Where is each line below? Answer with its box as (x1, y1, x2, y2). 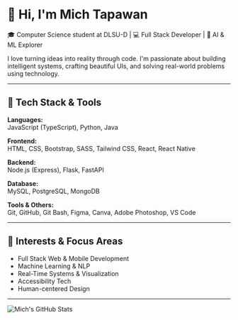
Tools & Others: (7, 200, 55, 209)
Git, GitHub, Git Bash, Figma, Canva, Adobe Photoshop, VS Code (7, 208, 196, 216)
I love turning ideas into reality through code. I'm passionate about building (7, 54, 226, 62)
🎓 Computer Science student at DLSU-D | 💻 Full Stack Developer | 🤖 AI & (7, 30, 225, 38)
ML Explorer (7, 40, 43, 49)
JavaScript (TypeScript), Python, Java (7, 123, 118, 131)
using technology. (7, 69, 60, 77)
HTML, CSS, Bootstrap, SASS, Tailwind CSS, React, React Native (7, 144, 196, 153)
